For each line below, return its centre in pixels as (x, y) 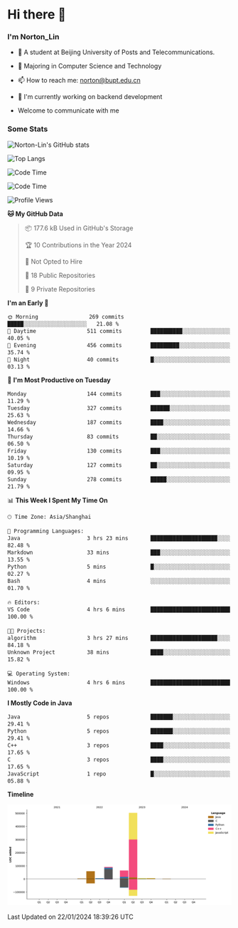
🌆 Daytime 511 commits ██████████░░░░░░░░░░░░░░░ (119, 331)
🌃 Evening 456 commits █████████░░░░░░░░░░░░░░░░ (119, 345)
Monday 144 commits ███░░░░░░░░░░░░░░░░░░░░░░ (119, 394)
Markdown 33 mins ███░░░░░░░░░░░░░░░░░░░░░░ (119, 552)
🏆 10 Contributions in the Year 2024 (78, 244)
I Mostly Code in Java (40, 703)
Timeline (21, 794)
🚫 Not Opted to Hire (54, 261)
